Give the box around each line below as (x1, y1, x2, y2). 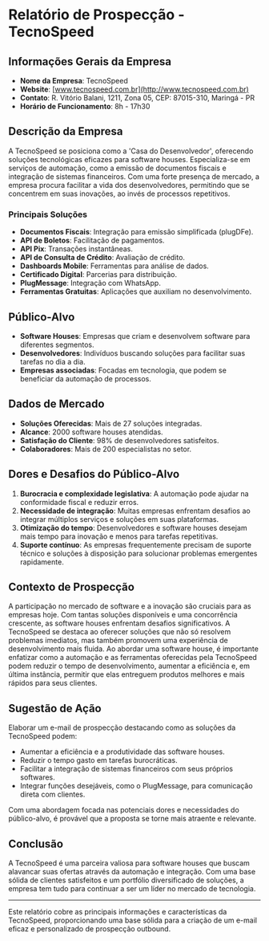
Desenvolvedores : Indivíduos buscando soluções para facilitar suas (19, 348, 246, 358)
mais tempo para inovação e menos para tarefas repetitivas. (19, 532, 219, 541)
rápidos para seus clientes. (8, 678, 98, 688)
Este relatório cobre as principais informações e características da (8, 906, 227, 916)
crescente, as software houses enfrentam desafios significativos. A (8, 618, 231, 628)
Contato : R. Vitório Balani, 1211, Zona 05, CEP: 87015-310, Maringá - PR (19, 93, 255, 102)
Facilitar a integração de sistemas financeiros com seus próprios (19, 764, 234, 774)
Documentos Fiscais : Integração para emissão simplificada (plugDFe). (19, 227, 254, 237)
